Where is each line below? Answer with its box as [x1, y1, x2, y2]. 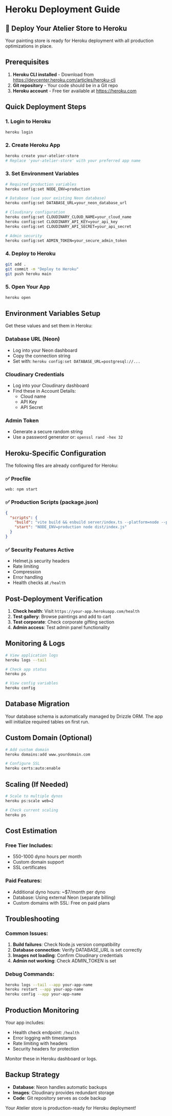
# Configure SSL [5, 761, 40, 766]
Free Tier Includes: [5, 842, 53, 849]
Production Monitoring [5, 1006, 79, 1015]
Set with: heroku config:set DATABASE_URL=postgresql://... [12, 358, 141, 364]
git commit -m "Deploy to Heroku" [5, 266, 79, 272]
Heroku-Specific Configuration [5, 449, 106, 458]
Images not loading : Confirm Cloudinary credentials [12, 952, 123, 958]
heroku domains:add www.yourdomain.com [5, 752, 91, 757]
